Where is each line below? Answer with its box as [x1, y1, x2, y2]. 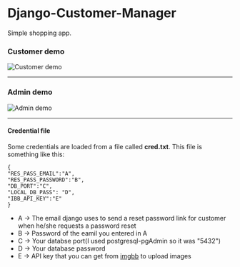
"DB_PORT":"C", [7, 182, 53, 190]
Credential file [7, 126, 51, 135]
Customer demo [7, 46, 65, 56]
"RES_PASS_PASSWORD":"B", [7, 176, 84, 183]
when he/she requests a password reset [17, 221, 137, 230]
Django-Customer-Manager [7, 5, 176, 21]
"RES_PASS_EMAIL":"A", [7, 170, 75, 177]
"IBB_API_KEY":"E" [7, 195, 62, 202]
